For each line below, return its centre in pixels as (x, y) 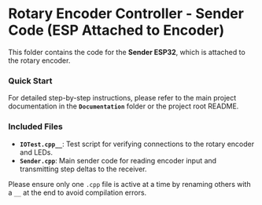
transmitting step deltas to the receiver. (83, 169)
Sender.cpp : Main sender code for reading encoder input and (118, 160)
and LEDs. (36, 152)
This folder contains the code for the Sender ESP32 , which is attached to (127, 52)
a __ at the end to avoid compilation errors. (77, 192)
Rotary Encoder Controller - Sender (126, 14)
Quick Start (30, 81)
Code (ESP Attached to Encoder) (116, 30)
